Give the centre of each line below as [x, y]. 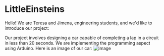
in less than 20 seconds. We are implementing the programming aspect [78, 43]
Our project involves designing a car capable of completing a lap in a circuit [82, 38]
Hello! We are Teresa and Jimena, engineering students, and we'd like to [78, 23]
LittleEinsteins [35, 9]
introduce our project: [27, 28]
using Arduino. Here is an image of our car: [49, 48]
